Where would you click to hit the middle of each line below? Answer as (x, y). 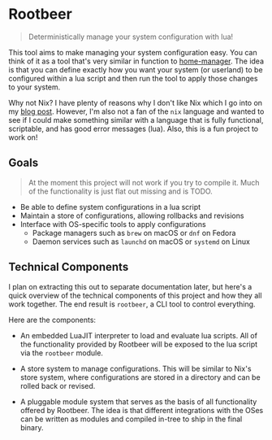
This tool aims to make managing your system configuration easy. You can (133, 52)
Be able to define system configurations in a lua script (110, 207)
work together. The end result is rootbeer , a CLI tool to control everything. (132, 304)
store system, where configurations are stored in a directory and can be (140, 377)
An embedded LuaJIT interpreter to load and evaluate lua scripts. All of (139, 335)
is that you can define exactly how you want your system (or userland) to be (136, 69)
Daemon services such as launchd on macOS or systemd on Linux (141, 242)
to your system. (35, 87)
